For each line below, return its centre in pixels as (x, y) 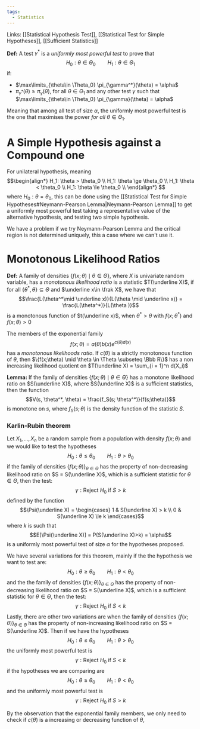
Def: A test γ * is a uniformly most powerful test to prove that (80, 53)
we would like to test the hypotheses (52, 446)
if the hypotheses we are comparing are (56, 671)
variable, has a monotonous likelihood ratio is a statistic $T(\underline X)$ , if (100, 282)
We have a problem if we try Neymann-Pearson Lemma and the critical (94, 229)
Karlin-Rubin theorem (39, 425)
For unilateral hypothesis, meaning (49, 171)
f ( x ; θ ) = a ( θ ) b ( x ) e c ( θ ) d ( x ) (101, 343)
